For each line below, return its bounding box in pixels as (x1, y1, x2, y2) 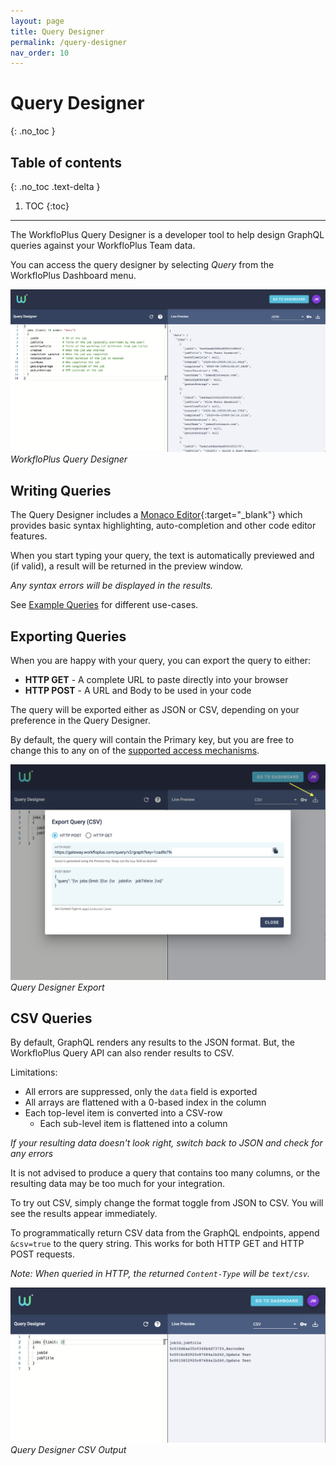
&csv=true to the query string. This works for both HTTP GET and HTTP (10, 1238, 305, 1250)
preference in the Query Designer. (10, 714, 151, 726)
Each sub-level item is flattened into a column (39, 1118, 228, 1130)
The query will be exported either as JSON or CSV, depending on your (10, 703, 300, 715)
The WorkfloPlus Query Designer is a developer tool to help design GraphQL (10, 229, 325, 240)
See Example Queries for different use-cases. (10, 599, 199, 611)
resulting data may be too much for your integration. (10, 1178, 225, 1190)
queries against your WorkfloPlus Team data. (10, 240, 196, 251)
